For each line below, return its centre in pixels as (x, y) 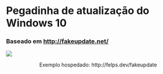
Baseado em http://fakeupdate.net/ (58, 41)
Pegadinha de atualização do (78, 11)
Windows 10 (37, 23)
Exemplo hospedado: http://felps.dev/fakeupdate (98, 65)
